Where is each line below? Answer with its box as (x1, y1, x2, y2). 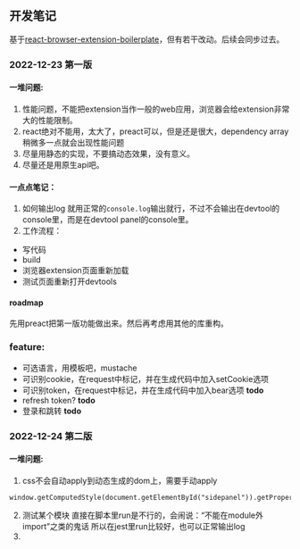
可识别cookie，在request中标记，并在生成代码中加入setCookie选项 (21, 373, 270, 384)
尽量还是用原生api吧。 (21, 159, 104, 170)
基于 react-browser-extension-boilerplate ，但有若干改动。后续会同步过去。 (9, 34, 285, 45)
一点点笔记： (9, 181, 56, 192)
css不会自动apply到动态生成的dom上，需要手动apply (21, 475, 218, 486)
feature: (9, 341, 46, 354)
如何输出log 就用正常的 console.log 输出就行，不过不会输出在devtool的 (21, 204, 280, 214)
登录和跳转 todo (21, 405, 82, 416)
